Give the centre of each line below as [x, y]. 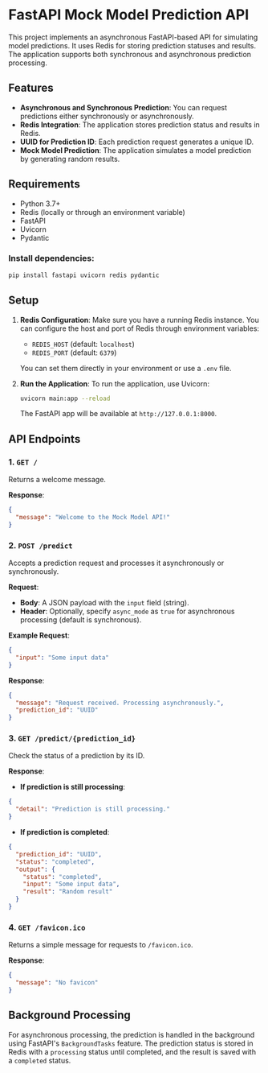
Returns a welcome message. [57, 480]
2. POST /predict [41, 545]
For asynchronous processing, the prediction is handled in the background [132, 1034]
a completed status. [40, 1060]
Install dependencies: [51, 258]
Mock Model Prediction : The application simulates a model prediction [135, 150]
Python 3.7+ [40, 204]
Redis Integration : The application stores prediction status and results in [140, 124]
